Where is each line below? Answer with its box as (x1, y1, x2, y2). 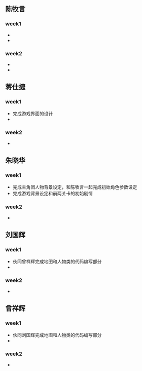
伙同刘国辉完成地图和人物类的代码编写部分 (12, 331, 102, 338)
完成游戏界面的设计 (12, 110, 53, 117)
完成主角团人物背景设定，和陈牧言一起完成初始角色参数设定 (12, 184, 137, 190)
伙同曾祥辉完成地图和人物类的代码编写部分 (12, 258, 102, 265)
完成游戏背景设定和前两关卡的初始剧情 (12, 190, 93, 196)
